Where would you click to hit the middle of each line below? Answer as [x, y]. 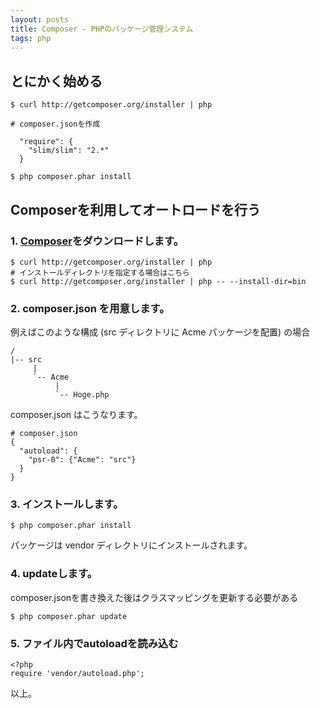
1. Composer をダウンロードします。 [97, 241]
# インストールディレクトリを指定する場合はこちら [100, 272]
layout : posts [40, 19]
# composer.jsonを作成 [55, 124]
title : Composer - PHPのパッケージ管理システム [102, 29]
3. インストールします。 [67, 504]
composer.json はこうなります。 [76, 415]
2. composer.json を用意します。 [90, 308]
